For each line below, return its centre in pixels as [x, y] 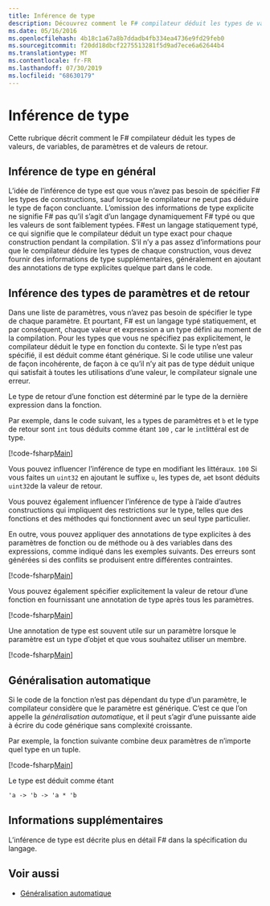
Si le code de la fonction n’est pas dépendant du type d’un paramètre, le [128, 700]
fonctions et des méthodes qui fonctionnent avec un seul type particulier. [129, 519]
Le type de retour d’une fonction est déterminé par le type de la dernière [128, 397]
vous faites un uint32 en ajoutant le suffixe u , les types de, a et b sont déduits [134, 478]
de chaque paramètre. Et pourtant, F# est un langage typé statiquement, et [133, 321]
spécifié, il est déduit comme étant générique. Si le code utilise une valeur [131, 356]
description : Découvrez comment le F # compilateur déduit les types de [131, 23]
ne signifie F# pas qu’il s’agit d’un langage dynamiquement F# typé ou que [132, 216]
